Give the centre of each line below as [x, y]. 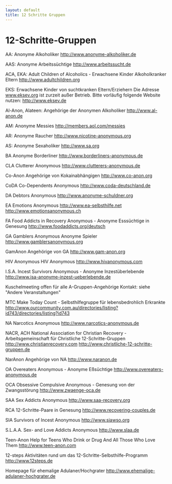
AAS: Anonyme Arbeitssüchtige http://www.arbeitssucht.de [68, 64]
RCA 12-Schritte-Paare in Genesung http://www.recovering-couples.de [80, 410]
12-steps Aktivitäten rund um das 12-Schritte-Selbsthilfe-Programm [77, 455]
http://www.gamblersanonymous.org [44, 242]
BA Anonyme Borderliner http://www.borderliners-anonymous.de [74, 156]
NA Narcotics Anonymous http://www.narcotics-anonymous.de [72, 323]
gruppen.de [18, 350]
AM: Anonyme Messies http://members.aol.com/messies [65, 126]
